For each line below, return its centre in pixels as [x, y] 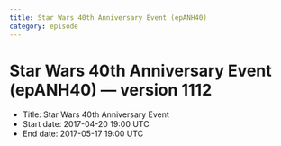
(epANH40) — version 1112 [111, 90]
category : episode [44, 26]
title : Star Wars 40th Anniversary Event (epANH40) [108, 18]
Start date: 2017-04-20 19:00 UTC [86, 124]
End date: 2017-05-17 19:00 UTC [83, 134]
